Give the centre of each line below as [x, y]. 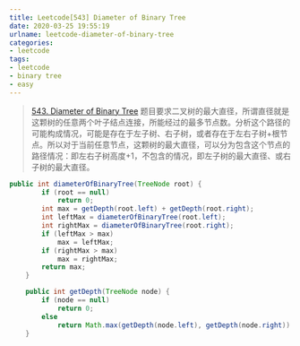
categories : [31, 43]
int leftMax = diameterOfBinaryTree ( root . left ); [134, 217]
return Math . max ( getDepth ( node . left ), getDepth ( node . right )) [174, 325]
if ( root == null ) [76, 192]
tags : [19, 59]
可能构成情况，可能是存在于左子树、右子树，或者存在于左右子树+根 [155, 133]
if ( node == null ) [76, 300]
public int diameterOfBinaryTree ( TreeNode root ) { [106, 184]
